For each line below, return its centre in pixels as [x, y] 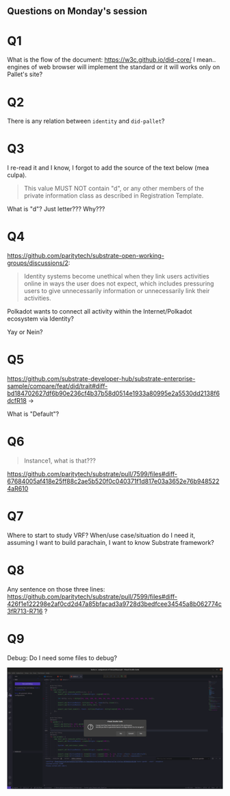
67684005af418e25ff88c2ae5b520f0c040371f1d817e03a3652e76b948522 [113, 481]
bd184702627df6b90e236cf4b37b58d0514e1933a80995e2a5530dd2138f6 [114, 393]
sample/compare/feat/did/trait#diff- [57, 386]
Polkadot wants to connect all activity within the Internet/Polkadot [100, 312]
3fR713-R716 [25, 611]
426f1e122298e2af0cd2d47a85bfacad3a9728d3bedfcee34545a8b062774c [115, 604]
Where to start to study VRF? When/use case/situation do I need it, [101, 535]
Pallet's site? [25, 74]
